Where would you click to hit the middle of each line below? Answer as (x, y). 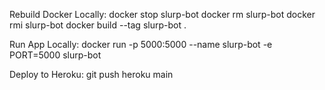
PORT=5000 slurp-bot (55, 55)
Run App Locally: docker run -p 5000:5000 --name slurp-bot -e (141, 44)
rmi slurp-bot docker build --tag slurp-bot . (98, 25)
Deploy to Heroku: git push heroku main (91, 74)
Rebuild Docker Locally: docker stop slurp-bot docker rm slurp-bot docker (162, 14)
